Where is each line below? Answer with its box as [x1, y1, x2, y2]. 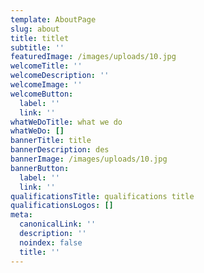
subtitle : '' [10, 42, 65, 53]
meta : [10, 210, 33, 220]
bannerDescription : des [10, 145, 110, 155]
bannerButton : [10, 163, 70, 173]
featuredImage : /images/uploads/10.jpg [10, 52, 177, 62]
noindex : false [19, 237, 83, 248]
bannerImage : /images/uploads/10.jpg [10, 154, 168, 164]
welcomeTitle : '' [10, 61, 83, 71]
